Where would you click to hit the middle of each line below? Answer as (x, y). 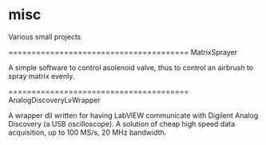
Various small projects (45, 37)
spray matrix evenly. (42, 76)
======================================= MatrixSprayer (123, 52)
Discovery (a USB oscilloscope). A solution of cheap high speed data (122, 123)
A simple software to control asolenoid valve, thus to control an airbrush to (131, 67)
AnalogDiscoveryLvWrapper (55, 100)
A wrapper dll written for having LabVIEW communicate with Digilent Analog (133, 115)
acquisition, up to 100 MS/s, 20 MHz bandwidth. (87, 132)
